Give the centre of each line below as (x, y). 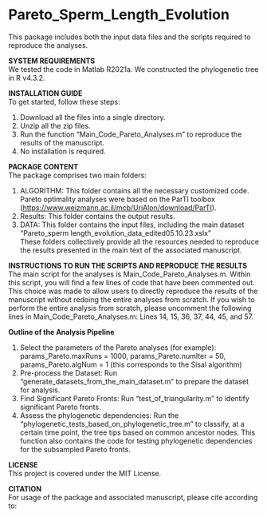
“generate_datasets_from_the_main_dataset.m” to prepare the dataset (134, 381)
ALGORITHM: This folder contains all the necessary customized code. (134, 190)
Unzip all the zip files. (55, 125)
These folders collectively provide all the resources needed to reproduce (139, 241)
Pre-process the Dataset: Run (69, 372)
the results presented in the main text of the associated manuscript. (131, 250)
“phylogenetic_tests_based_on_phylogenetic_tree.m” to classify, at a (132, 424)
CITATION (25, 488)
